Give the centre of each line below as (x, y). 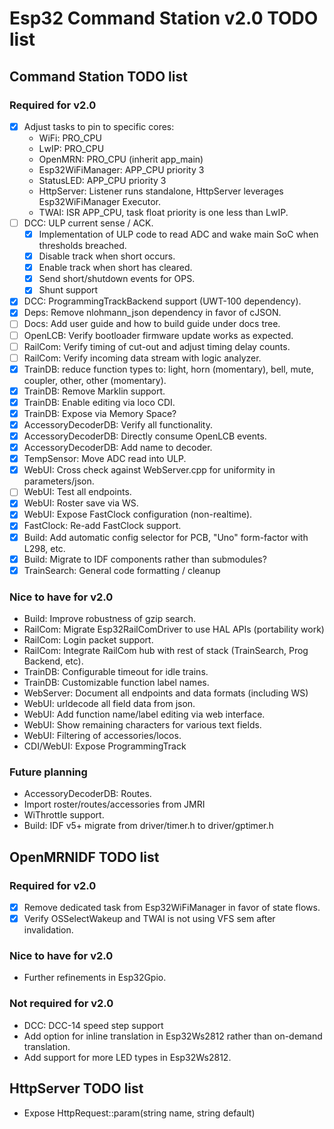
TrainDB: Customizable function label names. (116, 682)
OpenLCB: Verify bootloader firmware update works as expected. (158, 335)
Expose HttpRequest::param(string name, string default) (139, 1113)
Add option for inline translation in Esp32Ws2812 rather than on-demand (173, 1036)
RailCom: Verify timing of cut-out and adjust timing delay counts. (157, 346)
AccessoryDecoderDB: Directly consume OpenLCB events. (145, 436)
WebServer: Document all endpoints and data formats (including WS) (166, 693)
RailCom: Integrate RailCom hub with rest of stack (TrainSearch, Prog (166, 650)
